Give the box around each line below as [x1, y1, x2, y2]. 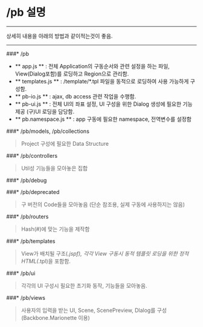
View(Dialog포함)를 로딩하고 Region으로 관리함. [14, 70, 129, 77]
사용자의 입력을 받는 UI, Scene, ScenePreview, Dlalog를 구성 [21, 306, 167, 314]
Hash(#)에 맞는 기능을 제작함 [21, 225, 90, 233]
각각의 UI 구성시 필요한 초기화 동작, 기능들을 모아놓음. [21, 282, 147, 289]
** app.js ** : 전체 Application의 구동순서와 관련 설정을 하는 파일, [14, 62, 170, 70]
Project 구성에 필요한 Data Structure [21, 140, 109, 147]
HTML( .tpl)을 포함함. [21, 257, 71, 265]
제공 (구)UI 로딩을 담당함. [14, 108, 74, 115]
